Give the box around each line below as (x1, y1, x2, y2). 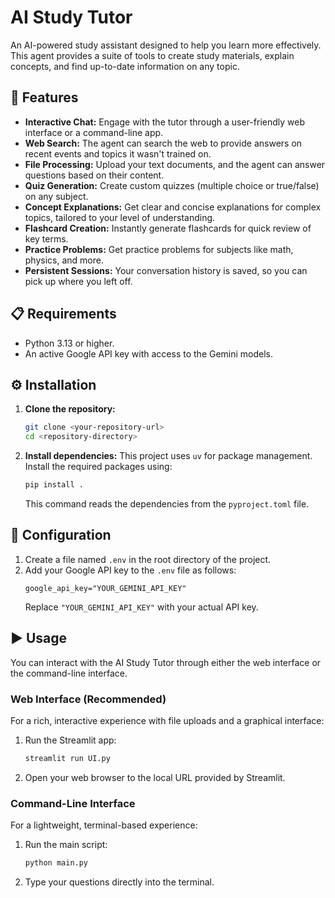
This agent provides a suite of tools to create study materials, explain (10, 49, 295, 61)
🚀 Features (10, 89, 79, 106)
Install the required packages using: (24, 461, 173, 473)
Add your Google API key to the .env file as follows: (24, 564, 237, 576)
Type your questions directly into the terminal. (24, 876, 215, 888)
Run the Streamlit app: (24, 734, 117, 746)
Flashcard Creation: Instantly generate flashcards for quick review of (24, 222, 312, 234)
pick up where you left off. (24, 275, 133, 287)
